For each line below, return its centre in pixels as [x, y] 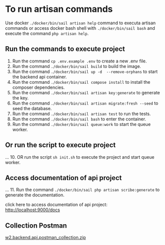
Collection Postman [36, 225]
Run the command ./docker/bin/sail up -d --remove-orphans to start [85, 71]
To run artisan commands [59, 9]
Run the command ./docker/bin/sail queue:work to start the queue [82, 124]
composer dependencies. [38, 87]
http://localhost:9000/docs [33, 210]
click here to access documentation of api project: [56, 205]
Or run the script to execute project [60, 145]
